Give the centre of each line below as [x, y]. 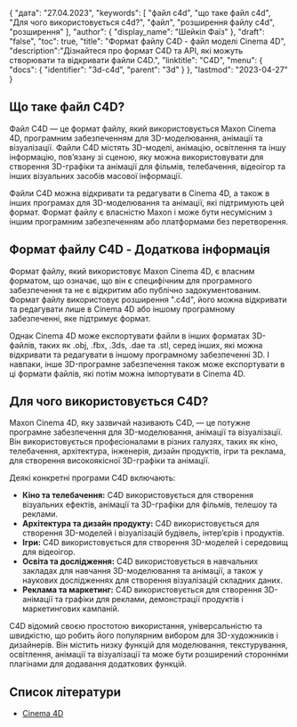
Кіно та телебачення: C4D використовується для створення [138, 495]
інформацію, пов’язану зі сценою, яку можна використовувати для [136, 157]
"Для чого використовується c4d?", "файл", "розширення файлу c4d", [142, 22]
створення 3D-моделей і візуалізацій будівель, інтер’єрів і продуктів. [153, 533]
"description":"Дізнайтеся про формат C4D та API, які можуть [126, 51]
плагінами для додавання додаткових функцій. [98, 664]
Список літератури [65, 692]
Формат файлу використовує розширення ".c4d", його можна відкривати [148, 299]
